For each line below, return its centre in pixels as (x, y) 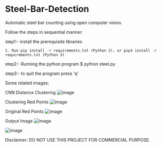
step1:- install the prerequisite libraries (44, 41)
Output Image (19, 121)
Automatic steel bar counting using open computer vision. (64, 23)
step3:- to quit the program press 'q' (42, 73)
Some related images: (27, 83)
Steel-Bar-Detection (47, 9)
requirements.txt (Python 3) (35, 55)
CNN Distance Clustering (30, 92)
